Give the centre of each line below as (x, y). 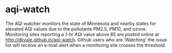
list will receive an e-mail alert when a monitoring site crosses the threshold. (86, 45)
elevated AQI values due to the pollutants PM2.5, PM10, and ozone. (76, 29)
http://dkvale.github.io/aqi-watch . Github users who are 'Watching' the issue (86, 40)
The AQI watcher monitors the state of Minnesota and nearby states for (81, 23)
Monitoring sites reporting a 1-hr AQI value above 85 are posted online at (82, 34)
